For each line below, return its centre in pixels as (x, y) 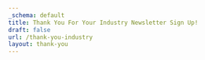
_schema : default (37, 15)
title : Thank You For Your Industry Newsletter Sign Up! (103, 23)
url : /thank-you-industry (50, 37)
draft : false (29, 30)
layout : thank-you (38, 44)
